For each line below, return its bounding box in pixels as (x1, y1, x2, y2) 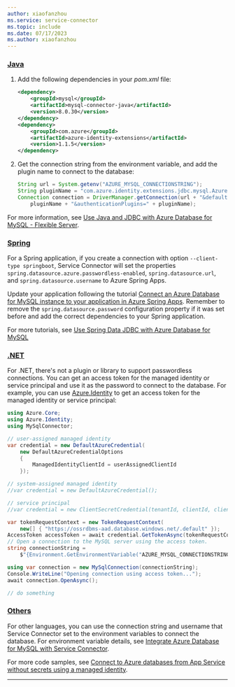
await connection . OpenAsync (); (7, 576, 99, 584)
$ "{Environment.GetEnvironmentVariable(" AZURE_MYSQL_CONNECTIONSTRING (20, 551, 230, 558)
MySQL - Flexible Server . (7, 220, 79, 229)
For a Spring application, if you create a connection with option (7, 253, 189, 262)
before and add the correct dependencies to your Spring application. (7, 312, 206, 320)
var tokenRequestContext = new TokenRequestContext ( (7, 518, 164, 525)
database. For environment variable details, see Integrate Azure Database (7, 637, 220, 645)
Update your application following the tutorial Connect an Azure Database (7, 290, 220, 298)
